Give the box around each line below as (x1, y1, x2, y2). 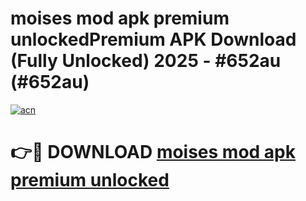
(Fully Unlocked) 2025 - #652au (10, 50, 282, 72)
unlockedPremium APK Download (10, 28, 297, 51)
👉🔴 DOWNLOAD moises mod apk (10, 141, 297, 164)
